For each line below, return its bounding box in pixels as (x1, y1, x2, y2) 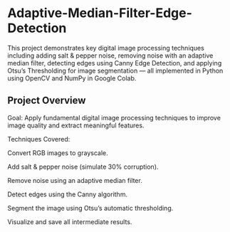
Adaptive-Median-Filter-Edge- (7, 5, 192, 21)
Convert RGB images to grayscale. (7, 148, 108, 157)
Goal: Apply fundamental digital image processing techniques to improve (7, 113, 221, 122)
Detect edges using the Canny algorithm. (7, 190, 128, 199)
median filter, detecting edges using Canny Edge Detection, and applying (7, 58, 222, 67)
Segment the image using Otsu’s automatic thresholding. (7, 204, 174, 212)
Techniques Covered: (7, 135, 70, 143)
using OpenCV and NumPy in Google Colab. (7, 73, 137, 83)
